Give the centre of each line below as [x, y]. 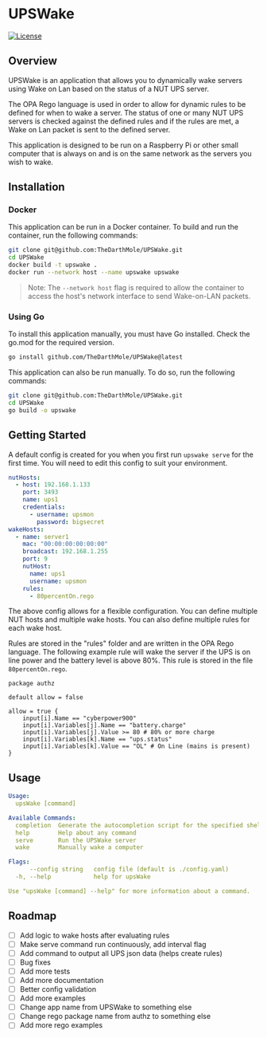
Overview [33, 61]
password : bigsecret [71, 522]
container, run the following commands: [73, 235]
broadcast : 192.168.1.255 [66, 552]
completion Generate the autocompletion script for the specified [130, 825]
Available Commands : [43, 818]
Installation [37, 187]
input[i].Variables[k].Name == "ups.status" [97, 739]
